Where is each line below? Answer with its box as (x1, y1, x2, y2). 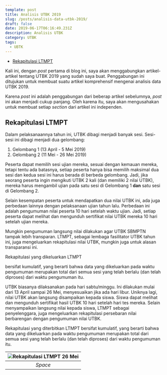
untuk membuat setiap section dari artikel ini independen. (5, 104, 123, 110)
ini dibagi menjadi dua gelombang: (14, 137, 85, 143)
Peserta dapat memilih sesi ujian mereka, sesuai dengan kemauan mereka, (5, 162, 158, 168)
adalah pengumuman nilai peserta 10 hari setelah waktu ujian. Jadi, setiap (5, 208, 156, 214)
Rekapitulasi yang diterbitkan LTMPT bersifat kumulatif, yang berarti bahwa (5, 325, 159, 332)
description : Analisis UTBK (5, 30, 64, 35)
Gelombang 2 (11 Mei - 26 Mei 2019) (12, 152, 87, 158)
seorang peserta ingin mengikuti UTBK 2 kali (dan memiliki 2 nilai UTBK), (5, 178, 154, 184)
